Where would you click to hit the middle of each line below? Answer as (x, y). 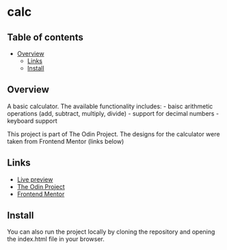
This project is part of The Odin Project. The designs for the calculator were (113, 134)
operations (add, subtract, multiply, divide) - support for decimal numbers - (113, 113)
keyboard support (32, 121)
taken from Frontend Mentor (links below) (66, 141)
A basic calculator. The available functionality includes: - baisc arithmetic (110, 106)
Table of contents (45, 37)
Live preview (35, 179)
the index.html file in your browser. (56, 239)
